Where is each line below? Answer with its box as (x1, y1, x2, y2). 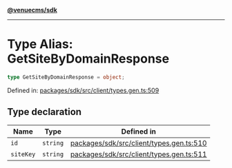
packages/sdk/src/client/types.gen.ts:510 (70, 138, 207, 147)
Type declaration (7, 106, 81, 118)
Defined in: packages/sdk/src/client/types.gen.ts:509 (7, 86, 159, 94)
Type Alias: (7, 36, 74, 52)
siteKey (10, 150, 36, 158)
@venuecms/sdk (7, 6, 57, 14)
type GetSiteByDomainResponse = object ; (7, 74, 126, 81)
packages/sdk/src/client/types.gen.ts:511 (70, 149, 207, 159)
